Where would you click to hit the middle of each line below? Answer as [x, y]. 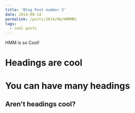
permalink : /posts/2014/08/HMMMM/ [41, 19]
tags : [11, 24]
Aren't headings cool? [41, 104]
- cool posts [23, 28]
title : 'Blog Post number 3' [36, 10]
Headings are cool [44, 63]
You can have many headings [68, 86]
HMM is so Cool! [22, 42]
